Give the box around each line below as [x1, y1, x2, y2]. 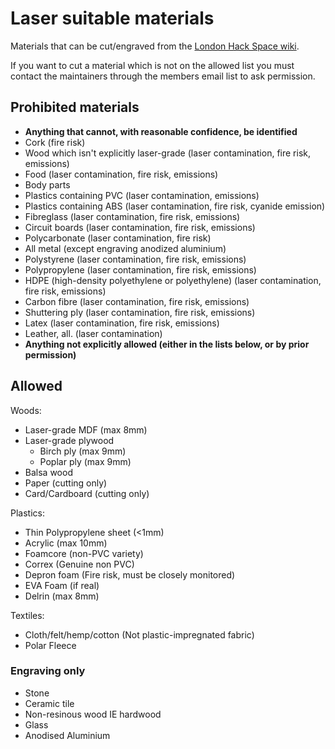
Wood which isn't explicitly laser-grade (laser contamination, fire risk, [24, 147, 312, 159]
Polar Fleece [24, 639, 77, 651]
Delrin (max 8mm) [24, 590, 100, 602]
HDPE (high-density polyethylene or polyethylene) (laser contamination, [24, 274, 322, 286]
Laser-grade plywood [24, 434, 115, 446]
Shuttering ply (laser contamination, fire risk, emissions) [24, 306, 256, 318]
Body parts [24, 178, 71, 191]
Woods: [10, 404, 42, 416]
